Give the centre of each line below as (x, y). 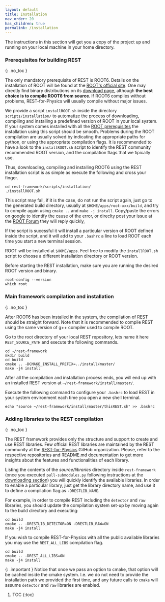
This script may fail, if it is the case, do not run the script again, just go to (79, 201)
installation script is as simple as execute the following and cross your (76, 172)
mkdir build (17, 355)
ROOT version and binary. (31, 271)
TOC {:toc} (23, 595)
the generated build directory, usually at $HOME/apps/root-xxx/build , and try (82, 205)
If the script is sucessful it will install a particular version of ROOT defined (79, 231)
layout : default (22, 10)
